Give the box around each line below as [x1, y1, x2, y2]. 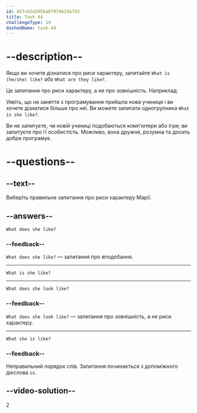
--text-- [6, 178, 35, 188]
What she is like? [6, 336, 51, 342]
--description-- [6, 50, 83, 63]
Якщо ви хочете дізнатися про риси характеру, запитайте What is [6, 70, 170, 77]
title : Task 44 [6, 14, 43, 20]
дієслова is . [6, 368, 37, 376]
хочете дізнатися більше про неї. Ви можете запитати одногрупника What [6, 105, 189, 112]
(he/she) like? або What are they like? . [6, 76, 107, 83]
